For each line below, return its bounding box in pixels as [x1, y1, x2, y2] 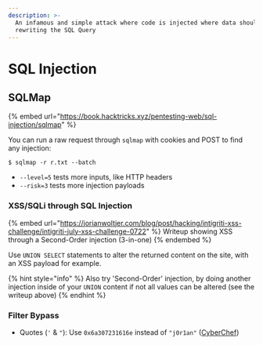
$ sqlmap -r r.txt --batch [8, 158, 96, 167]
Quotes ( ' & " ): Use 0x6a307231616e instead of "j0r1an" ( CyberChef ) [19, 327, 240, 337]
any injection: [8, 143, 52, 153]
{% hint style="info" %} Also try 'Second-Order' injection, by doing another [8, 274, 251, 283]
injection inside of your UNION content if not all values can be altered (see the [8, 281, 255, 291]
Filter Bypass [8, 310, 59, 321]
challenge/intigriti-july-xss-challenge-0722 [8, 227, 147, 236]
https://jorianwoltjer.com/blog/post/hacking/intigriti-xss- [59, 218, 243, 227]
